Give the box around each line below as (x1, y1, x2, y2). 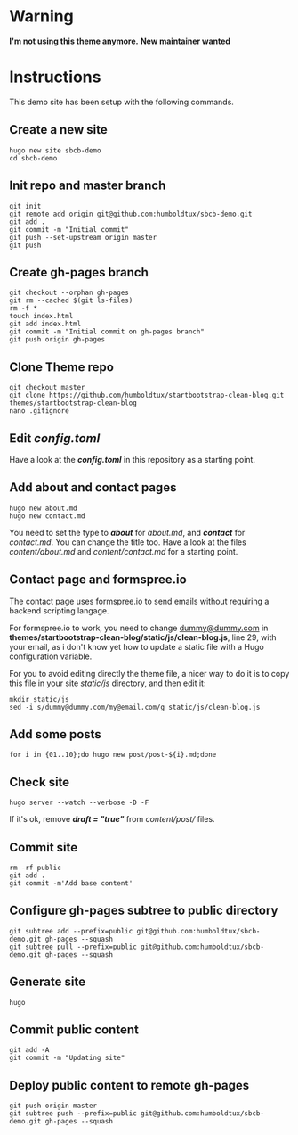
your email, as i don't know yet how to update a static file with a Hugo (9, 641, 264, 652)
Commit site (9, 840, 78, 855)
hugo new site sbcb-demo (9, 145, 101, 155)
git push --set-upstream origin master (9, 233, 157, 242)
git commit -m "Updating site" (9, 1054, 125, 1063)
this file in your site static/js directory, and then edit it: (9, 678, 206, 688)
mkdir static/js (9, 695, 69, 703)
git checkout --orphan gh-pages (9, 288, 129, 298)
